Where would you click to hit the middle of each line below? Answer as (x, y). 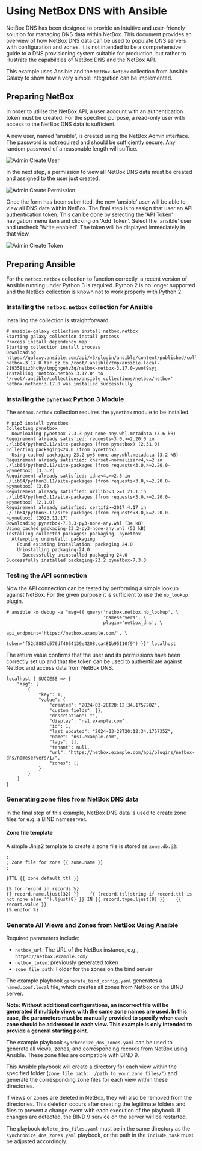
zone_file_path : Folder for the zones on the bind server (84, 969)
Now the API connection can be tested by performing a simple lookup (93, 588)
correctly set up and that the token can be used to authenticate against (94, 661)
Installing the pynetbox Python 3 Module (65, 399)
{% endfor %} (23, 910)
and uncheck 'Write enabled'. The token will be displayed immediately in (96, 227)
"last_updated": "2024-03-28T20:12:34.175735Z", (111, 732)
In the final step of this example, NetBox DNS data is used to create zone (96, 813)
